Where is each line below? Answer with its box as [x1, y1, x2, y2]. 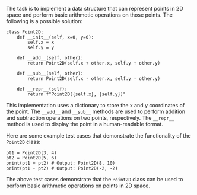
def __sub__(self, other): [17, 71, 84, 76]
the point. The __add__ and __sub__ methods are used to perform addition [6, 108, 186, 115]
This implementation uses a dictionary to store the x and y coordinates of [6, 102, 185, 108]
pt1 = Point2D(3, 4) [6, 150, 58, 156]
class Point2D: [6, 29, 44, 35]
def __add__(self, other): [17, 55, 84, 61]
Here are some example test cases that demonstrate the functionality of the [6, 132, 191, 139]
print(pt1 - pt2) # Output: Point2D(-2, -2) [6, 165, 118, 171]
